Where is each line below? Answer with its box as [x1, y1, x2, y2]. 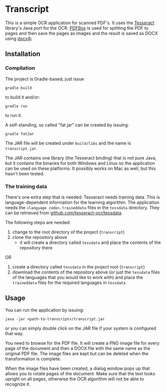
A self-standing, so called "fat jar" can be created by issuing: [5, 122, 129, 128]
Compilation [5, 65, 36, 72]
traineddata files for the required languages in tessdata [12, 279, 126, 285]
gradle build [5, 85, 32, 90]
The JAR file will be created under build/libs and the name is [5, 140, 131, 146]
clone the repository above [12, 234, 68, 240]
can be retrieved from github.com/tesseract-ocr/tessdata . [5, 210, 123, 216]
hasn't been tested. [5, 170, 44, 176]
